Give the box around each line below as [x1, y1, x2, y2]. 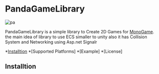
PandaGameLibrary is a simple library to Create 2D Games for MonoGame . [5, 29, 155, 34]
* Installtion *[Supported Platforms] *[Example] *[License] [5, 48, 123, 54]
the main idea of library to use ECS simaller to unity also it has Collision [5, 34, 147, 40]
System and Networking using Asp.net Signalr [5, 39, 97, 44]
